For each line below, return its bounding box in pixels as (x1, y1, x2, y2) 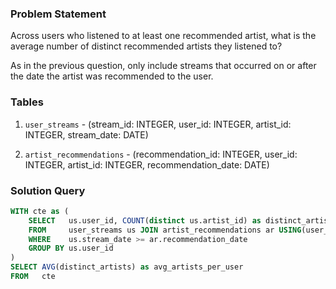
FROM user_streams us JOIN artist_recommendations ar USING (28, 225, 302, 235)
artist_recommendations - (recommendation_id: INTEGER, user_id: (24, 148, 298, 160)
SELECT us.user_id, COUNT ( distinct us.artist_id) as (28, 215, 262, 226)
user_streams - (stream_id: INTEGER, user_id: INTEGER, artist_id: (24, 118, 292, 130)
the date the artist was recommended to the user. (10, 70, 214, 82)
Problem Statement (10, 7, 107, 21)
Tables (10, 95, 44, 109)
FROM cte (10, 272, 56, 282)
